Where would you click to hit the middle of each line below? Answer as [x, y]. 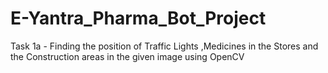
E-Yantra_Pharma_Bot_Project [138, 18]
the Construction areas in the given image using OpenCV [127, 56]
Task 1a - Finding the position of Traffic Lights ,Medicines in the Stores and [164, 46]
